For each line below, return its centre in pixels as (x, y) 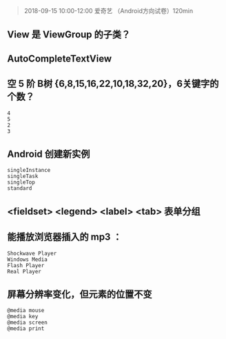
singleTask (23, 176)
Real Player (24, 271)
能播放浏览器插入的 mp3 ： (64, 237)
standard (20, 188)
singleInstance (29, 171)
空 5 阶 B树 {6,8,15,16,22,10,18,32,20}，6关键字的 (113, 84)
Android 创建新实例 (49, 154)
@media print (26, 329)
